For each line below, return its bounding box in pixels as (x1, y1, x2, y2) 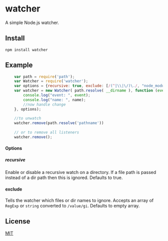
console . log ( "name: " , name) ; (23, 97, 86, 102)
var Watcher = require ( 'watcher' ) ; (14, 78, 88, 84)
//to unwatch (14, 116, 41, 121)
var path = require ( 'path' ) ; (14, 74, 75, 79)
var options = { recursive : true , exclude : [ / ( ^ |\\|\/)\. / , (14, 83, 140, 88)
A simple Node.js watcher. (5, 19, 59, 25)
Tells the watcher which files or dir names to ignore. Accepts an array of (5, 197, 154, 203)
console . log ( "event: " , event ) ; (23, 93, 91, 98)
